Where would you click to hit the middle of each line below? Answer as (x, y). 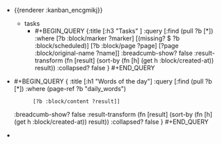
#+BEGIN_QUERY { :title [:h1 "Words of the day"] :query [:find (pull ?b (113, 81)
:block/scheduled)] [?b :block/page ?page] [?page (106, 46)
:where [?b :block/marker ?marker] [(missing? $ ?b (107, 38)
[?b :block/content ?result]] (76, 102)
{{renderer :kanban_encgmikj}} (58, 10)
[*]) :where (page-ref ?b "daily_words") (70, 89)
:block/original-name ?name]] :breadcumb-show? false (113, 53)
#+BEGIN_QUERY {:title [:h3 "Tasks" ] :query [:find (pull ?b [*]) (124, 31)
